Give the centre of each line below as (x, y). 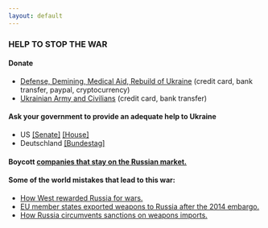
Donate (21, 63)
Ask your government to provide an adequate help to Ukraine (113, 117)
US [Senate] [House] (55, 135)
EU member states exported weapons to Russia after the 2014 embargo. (140, 206)
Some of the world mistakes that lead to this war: (92, 180)
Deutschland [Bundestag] (62, 143)
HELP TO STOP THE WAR (58, 44)
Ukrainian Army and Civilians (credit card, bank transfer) (113, 98)
